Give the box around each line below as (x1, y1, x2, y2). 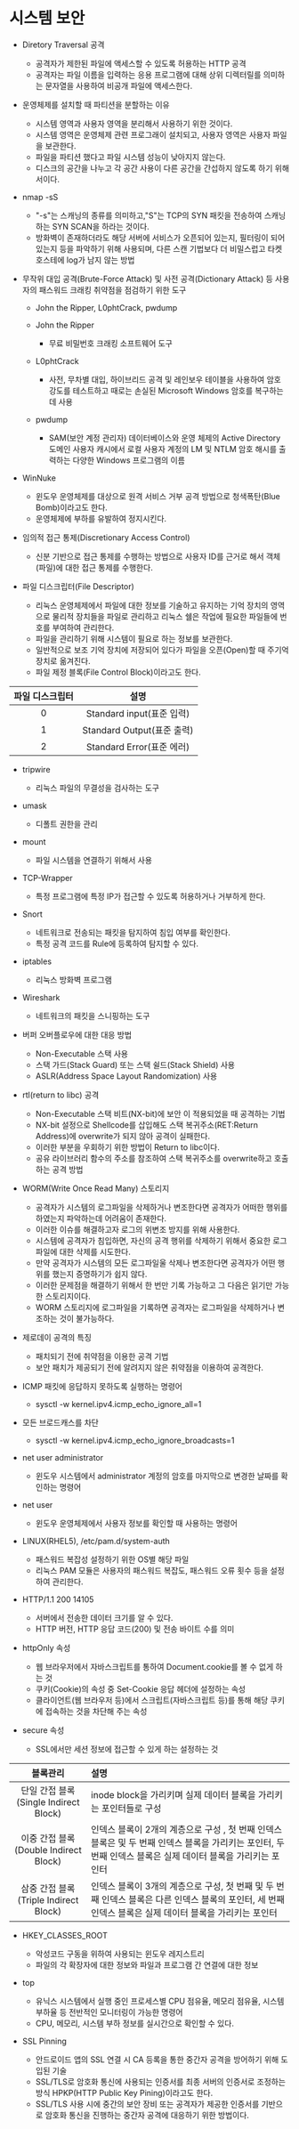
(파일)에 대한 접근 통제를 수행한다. (35, 562, 153, 572)
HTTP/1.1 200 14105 (21, 1594, 94, 1605)
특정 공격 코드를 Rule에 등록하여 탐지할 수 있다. (35, 938, 198, 949)
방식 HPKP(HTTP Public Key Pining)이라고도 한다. (35, 2087, 214, 2098)
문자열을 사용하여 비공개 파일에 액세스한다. (44, 80, 193, 91)
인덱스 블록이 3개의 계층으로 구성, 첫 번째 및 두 (90, 1880, 274, 1892)
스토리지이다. (44, 1291, 91, 1301)
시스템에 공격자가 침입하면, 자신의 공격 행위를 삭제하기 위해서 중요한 (35, 1234, 271, 1246)
